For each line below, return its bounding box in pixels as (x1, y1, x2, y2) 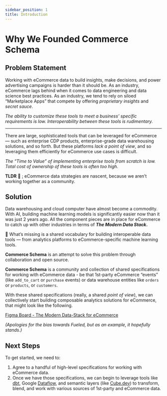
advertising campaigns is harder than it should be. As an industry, (5, 82, 140, 88)
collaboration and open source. (5, 257, 69, 263)
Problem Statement (5, 64, 67, 72)
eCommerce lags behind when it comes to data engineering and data (5, 88, 147, 94)
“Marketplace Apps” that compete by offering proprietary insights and (5, 98, 149, 104)
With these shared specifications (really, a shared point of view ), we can (5, 292, 153, 298)
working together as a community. (5, 178, 76, 184)
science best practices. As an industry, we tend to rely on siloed (5, 93, 137, 99)
